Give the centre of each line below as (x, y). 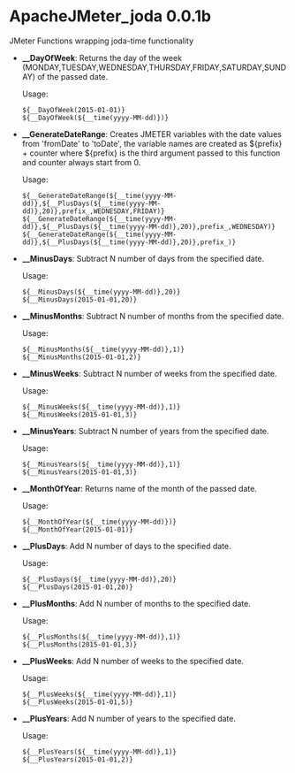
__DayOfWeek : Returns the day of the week (102, 57)
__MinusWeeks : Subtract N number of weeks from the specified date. (149, 373)
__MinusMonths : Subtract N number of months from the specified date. (153, 316)
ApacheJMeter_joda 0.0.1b (110, 16)
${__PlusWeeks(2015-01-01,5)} (78, 702)
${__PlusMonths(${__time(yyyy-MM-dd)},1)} (101, 637)
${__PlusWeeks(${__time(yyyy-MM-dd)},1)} (99, 694)
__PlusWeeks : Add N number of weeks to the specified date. (133, 661)
